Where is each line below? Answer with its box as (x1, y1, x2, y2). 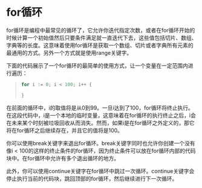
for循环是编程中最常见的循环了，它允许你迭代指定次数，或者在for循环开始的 (6, 27, 195, 34)
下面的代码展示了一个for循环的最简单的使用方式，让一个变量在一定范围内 (6, 61, 189, 69)
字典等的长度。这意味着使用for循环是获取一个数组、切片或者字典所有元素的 (6, 42, 194, 49)
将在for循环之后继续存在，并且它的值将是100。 (6, 127, 123, 134)
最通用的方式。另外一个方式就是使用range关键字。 (6, 49, 132, 56)
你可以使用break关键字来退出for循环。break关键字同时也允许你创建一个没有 (6, 139, 195, 146)
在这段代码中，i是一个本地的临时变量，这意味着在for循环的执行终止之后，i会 (6, 111, 197, 119)
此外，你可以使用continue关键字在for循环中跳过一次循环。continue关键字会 (6, 167, 195, 175)
